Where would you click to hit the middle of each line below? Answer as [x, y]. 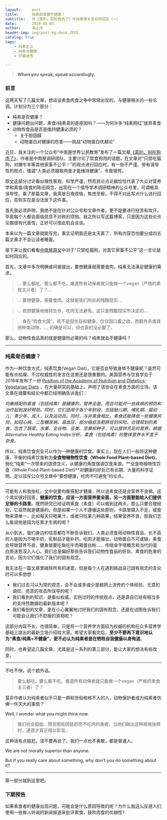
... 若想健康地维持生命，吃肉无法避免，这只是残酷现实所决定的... [82, 311]
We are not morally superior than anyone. [47, 751]
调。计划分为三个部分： [29, 106]
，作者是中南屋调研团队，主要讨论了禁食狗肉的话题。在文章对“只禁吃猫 [89, 158]
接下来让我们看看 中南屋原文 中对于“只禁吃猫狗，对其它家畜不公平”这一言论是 [83, 250]
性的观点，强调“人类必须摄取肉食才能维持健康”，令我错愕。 [66, 170]
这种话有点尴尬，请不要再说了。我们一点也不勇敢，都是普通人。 [70, 741]
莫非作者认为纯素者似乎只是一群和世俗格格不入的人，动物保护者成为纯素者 [81, 698]
